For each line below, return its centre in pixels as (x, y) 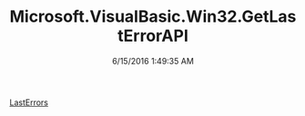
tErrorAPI (153, 36)
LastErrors (29, 102)
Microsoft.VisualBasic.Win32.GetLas (153, 17)
